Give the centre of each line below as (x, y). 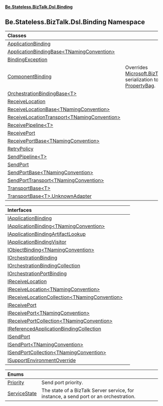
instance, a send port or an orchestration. (89, 397)
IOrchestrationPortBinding (37, 273)
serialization (139, 80)
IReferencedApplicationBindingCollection (54, 329)
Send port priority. (62, 383)
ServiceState (22, 393)
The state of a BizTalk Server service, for (88, 390)
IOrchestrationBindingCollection (44, 266)
